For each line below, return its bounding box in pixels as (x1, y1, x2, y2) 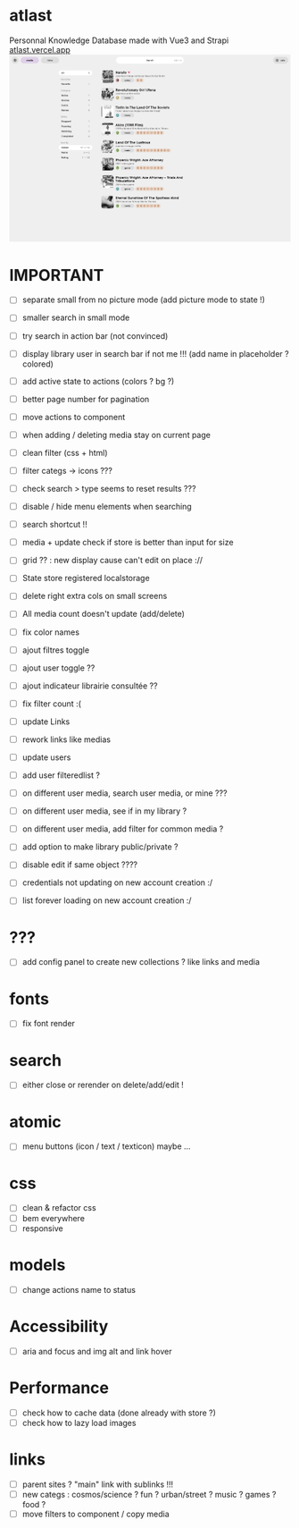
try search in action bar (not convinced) (21, 330, 169, 341)
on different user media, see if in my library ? (21, 806, 187, 816)
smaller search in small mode (21, 312, 130, 323)
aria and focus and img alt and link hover (21, 1346, 172, 1356)
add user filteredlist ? (21, 770, 101, 781)
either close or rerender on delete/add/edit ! (21, 1079, 185, 1091)
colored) (21, 359, 54, 369)
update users (21, 752, 71, 763)
